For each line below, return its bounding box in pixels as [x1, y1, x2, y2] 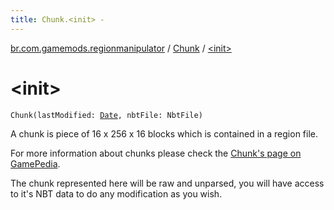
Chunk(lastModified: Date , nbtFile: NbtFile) [10, 110, 203, 120]
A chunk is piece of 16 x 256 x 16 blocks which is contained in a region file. [10, 127, 319, 140]
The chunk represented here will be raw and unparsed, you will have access [10, 177, 325, 189]
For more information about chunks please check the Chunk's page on [10, 147, 302, 159]
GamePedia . [10, 157, 61, 170]
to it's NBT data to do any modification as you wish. [10, 187, 223, 200]
